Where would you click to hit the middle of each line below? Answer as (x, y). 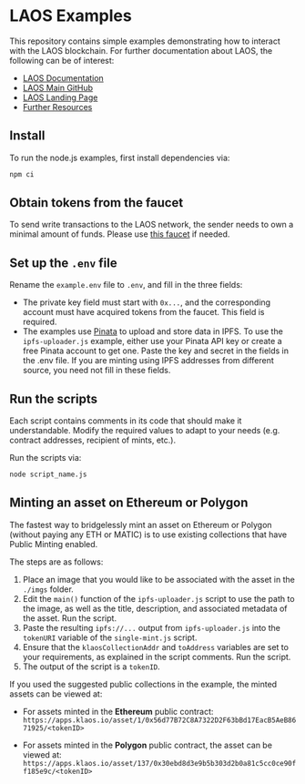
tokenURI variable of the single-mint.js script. (110, 637)
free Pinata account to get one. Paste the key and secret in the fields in (156, 351)
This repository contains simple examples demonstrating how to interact (145, 41)
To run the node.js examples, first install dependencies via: (120, 158)
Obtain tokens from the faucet (97, 203)
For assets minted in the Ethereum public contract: (118, 711)
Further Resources (57, 107)
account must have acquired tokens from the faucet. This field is (144, 312)
